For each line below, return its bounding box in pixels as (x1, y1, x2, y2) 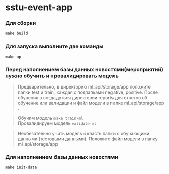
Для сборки (5, 20, 36, 27)
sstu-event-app (5, 2, 73, 13)
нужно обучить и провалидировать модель (5, 72, 119, 79)
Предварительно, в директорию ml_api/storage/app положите (17, 84, 151, 90)
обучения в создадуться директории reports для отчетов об (17, 95, 148, 101)
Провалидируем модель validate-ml (17, 120, 97, 126)
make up (5, 54, 22, 59)
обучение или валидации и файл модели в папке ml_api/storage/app (17, 100, 164, 106)
